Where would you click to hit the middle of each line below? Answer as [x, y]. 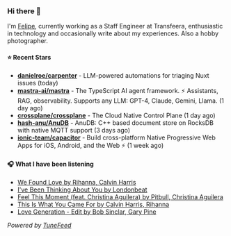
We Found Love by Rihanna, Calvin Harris [77, 182]
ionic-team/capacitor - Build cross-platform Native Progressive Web [116, 137]
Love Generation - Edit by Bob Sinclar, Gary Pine [87, 212]
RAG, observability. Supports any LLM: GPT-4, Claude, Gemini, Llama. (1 [120, 101]
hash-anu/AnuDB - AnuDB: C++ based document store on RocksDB [115, 123]
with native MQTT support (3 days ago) [74, 130]
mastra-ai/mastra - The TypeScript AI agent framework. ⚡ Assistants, [118, 90]
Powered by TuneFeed [39, 225]
